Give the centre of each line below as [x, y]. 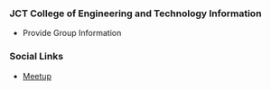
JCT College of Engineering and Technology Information [135, 13]
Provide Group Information [72, 33]
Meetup [37, 76]
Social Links [37, 57]
